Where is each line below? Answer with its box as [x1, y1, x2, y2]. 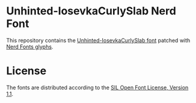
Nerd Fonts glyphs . [6, 43, 54, 50]
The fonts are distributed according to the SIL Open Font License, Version [6, 84, 189, 91]
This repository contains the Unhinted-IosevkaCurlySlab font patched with [6, 37, 191, 44]
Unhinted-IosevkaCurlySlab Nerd [6, 4, 176, 18]
